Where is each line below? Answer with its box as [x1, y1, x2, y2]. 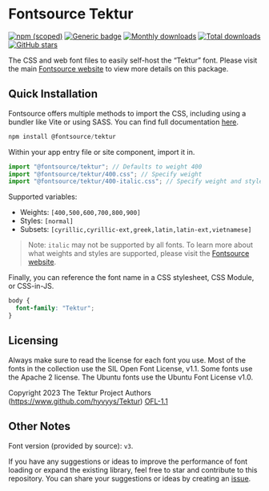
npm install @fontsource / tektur [8, 132, 116, 140]
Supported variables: [8, 192, 78, 201]
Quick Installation [8, 87, 98, 101]
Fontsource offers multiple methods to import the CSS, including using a [8, 108, 247, 118]
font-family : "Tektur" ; [15, 304, 94, 313]
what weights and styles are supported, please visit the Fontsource [27, 249, 250, 258]
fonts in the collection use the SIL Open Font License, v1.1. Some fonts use [8, 363, 253, 373]
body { [8, 297, 30, 305]
